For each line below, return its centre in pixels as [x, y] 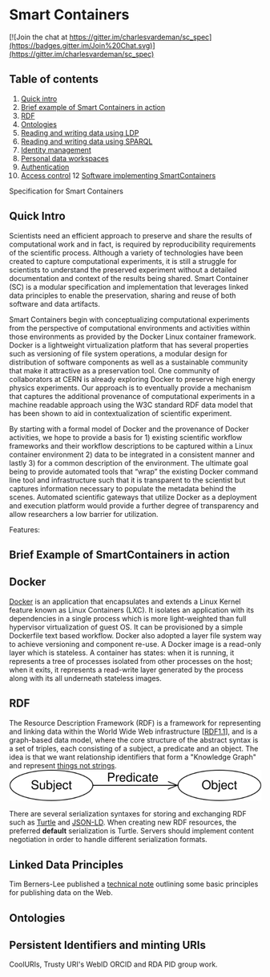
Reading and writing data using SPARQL [87, 141]
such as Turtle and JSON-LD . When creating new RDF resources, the [123, 822]
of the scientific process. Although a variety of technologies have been [126, 252]
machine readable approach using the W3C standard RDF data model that [131, 405]
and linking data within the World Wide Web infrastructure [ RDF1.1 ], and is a [133, 731]
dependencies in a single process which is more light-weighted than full [128, 618]
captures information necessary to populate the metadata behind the [123, 488]
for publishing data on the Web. [61, 893]
